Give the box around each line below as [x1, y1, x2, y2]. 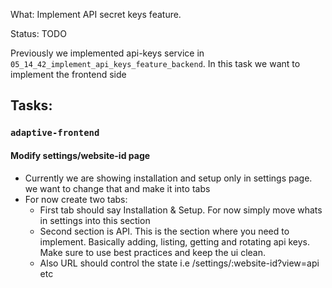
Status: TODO [10, 28, 67, 39]
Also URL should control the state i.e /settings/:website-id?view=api [39, 257, 320, 269]
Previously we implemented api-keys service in [10, 47, 205, 59]
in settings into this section [39, 214, 151, 226]
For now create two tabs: [24, 193, 128, 205]
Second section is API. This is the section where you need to [39, 225, 290, 237]
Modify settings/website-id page [10, 149, 151, 161]
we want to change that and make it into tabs [24, 182, 211, 194]
